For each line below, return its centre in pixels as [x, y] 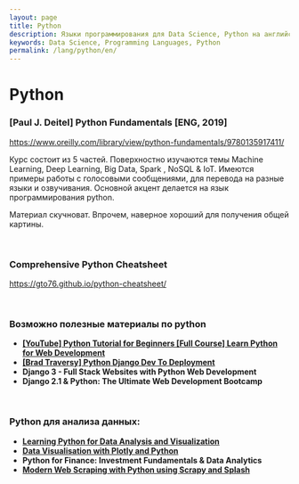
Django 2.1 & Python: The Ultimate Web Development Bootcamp [142, 381]
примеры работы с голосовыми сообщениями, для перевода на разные [147, 178]
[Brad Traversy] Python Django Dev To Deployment [118, 363]
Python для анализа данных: [75, 422]
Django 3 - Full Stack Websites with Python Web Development [139, 372]
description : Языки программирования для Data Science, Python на [135, 34]
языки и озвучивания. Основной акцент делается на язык [119, 187]
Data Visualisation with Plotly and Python [100, 450]
